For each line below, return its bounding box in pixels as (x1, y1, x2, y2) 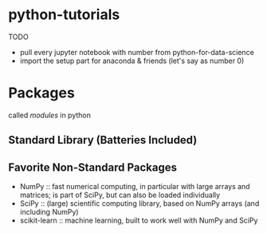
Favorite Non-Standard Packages (8, 160, 178, 174)
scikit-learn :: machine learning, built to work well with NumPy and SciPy (19, 215, 258, 225)
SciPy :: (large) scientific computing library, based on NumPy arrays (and (19, 199, 260, 208)
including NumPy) (19, 207, 79, 217)
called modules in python (8, 110, 92, 120)
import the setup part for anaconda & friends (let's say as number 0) (19, 56, 245, 65)
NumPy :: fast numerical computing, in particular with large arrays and (19, 182, 250, 192)
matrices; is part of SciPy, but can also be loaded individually (19, 190, 221, 200)
